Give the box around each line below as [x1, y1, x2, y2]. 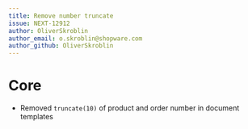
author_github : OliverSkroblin [8, 42, 114, 50]
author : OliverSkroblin [8, 27, 89, 35]
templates [19, 112, 54, 122]
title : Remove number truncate [8, 11, 114, 20]
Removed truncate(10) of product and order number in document [19, 103, 240, 113]
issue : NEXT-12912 [8, 19, 70, 27]
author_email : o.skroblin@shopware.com [8, 34, 143, 43]
